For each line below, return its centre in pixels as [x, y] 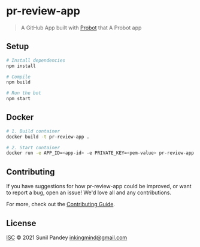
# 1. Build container [33, 131]
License [21, 223]
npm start [19, 99]
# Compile [19, 77]
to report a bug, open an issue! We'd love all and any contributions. [89, 192]
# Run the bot [24, 93]
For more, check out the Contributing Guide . [61, 204]
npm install [21, 66]
